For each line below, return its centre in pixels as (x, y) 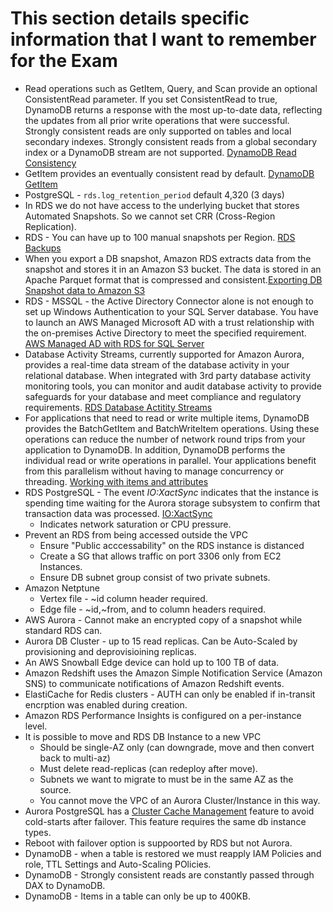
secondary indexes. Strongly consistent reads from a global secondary (171, 141)
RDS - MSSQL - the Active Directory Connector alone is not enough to (169, 301)
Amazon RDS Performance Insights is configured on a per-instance (163, 715)
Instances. (61, 566)
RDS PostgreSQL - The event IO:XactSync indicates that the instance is (171, 492)
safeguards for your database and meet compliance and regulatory (163, 396)
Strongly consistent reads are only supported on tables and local (158, 131)
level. (36, 726)
